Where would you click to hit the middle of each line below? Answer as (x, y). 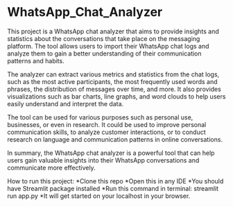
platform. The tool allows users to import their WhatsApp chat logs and (108, 46)
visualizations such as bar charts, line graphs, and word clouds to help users (116, 96)
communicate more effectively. (51, 167)
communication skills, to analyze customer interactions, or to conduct (106, 132)
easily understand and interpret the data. (66, 104)
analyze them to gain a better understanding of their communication (105, 53)
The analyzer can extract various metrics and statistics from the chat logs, (113, 74)
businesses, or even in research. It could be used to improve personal (107, 124)
